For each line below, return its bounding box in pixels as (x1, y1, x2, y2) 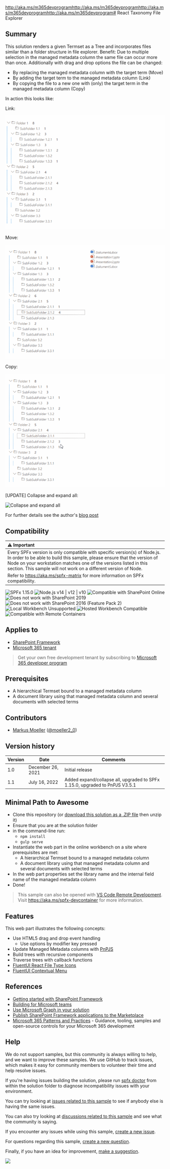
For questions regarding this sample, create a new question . (5, 1138, 131, 1144)
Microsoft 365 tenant (12, 645, 57, 651)
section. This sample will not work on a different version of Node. (7, 565, 143, 571)
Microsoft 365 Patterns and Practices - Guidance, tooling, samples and (12, 1017, 161, 1024)
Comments (102, 756, 125, 763)
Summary (5, 30, 37, 39)
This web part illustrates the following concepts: (5, 925, 105, 931)
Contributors (5, 713, 47, 722)
